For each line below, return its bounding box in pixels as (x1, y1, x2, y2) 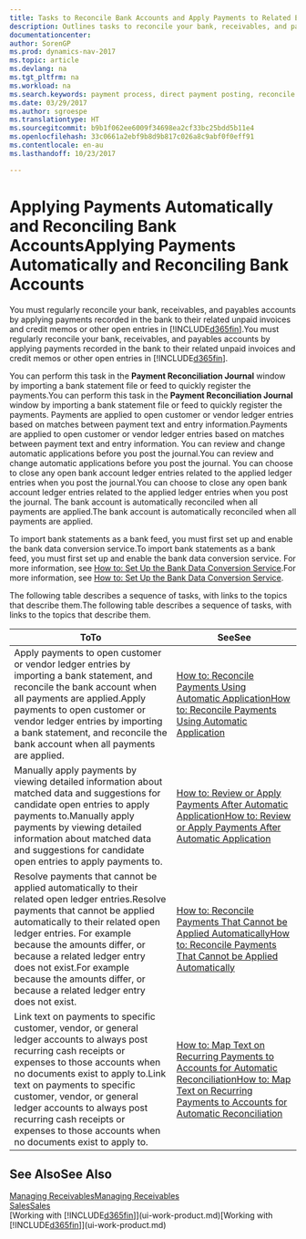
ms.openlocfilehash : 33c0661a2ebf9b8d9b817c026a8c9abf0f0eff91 (9, 132, 255, 141)
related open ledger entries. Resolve (14, 892, 167, 905)
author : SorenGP (9, 38, 71, 48)
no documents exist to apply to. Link (14, 1067, 167, 1079)
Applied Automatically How (176, 927, 290, 940)
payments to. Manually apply (14, 809, 135, 822)
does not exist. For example (14, 961, 130, 973)
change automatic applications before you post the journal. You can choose (9, 457, 293, 468)
